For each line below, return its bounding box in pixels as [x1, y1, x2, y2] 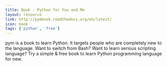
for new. [5, 56, 23, 62]
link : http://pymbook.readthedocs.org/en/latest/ [5, 17, 112, 22]
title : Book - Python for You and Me [5, 7, 85, 13]
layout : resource [5, 12, 42, 17]
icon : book [5, 21, 28, 27]
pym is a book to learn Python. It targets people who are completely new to [5, 40, 162, 46]
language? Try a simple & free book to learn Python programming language [5, 51, 162, 57]
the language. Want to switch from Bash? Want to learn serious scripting [5, 45, 156, 51]
